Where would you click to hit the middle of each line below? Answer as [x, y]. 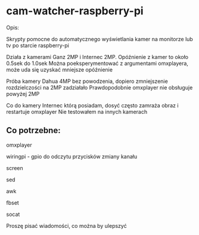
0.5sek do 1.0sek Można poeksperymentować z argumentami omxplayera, [97, 63]
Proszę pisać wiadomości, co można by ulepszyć [66, 225]
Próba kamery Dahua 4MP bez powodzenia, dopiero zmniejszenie [87, 81]
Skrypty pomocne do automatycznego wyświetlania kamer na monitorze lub [100, 39]
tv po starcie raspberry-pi [38, 45]
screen [15, 168]
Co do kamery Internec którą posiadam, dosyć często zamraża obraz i [92, 105]
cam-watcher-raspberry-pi [75, 11]
